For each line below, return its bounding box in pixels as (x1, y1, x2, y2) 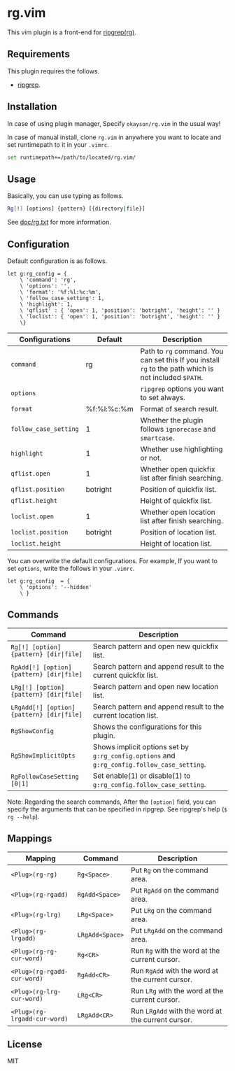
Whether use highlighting (140, 444, 223, 454)
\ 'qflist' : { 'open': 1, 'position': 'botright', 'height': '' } (20, 306, 220, 314)
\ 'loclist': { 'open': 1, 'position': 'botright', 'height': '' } (20, 313, 220, 320)
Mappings (7, 832, 52, 844)
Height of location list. (140, 539, 212, 548)
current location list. (93, 710, 159, 720)
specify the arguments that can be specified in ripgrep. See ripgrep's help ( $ (7, 804, 227, 813)
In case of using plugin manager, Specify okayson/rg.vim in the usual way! (7, 119, 221, 127)
